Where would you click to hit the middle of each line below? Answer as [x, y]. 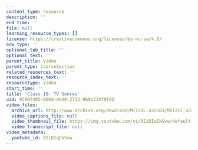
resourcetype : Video [32, 83]
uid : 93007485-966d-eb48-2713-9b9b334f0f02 [60, 99]
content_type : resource [35, 12]
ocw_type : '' [22, 45]
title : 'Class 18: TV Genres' [43, 94]
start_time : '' [25, 89]
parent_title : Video [32, 61]
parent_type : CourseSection [41, 66]
